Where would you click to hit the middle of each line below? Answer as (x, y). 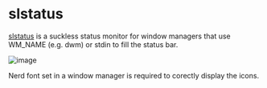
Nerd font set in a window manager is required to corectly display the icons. (134, 75)
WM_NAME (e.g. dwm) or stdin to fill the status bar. (93, 44)
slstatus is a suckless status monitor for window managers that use (119, 36)
